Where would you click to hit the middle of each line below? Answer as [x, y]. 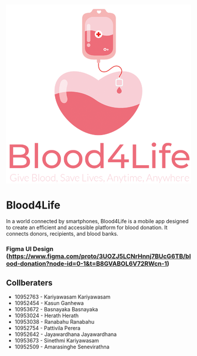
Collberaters [29, 283]
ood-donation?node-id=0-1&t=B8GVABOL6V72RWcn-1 [86, 264]
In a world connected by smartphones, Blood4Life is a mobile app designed [97, 221]
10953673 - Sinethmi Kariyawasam [57, 341]
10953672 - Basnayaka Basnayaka [56, 310]
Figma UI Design [30, 249]
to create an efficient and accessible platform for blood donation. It [87, 227]
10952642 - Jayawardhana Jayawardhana [66, 334]
